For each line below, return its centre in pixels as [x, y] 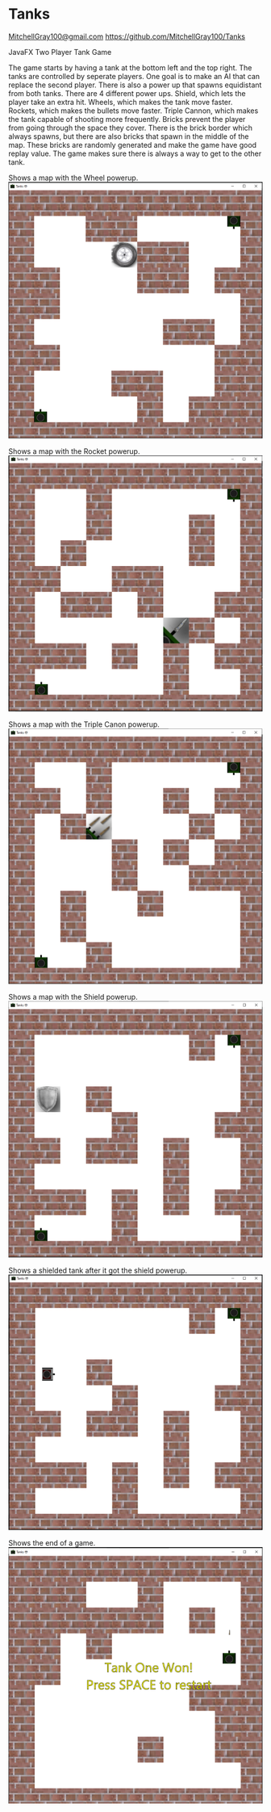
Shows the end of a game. [52, 1542]
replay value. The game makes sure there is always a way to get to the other [135, 153]
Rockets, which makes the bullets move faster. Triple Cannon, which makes [133, 111]
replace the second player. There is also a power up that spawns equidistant [135, 85]
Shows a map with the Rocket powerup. [74, 451]
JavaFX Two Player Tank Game [60, 52]
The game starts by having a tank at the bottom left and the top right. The [130, 67]
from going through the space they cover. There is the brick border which [130, 128]
